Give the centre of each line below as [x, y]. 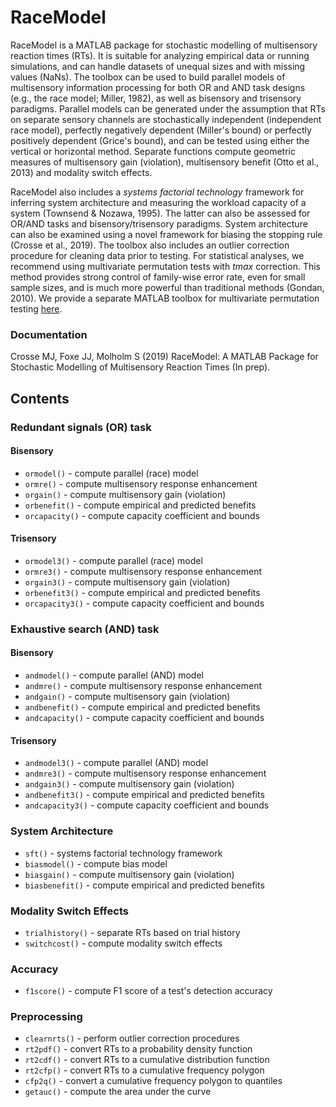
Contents [40, 398]
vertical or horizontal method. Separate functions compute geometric [153, 151]
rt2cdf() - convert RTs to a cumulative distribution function [147, 1060]
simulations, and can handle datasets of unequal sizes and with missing [158, 66]
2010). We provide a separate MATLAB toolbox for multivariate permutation [165, 298]
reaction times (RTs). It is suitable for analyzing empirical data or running [160, 55]
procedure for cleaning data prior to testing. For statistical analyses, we [157, 255]
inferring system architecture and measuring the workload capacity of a [158, 202]
